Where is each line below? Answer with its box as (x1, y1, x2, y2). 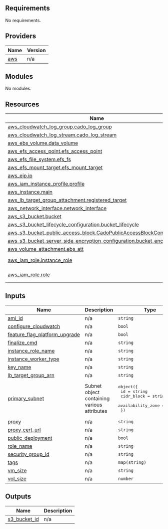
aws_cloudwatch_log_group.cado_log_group (7, 123, 112, 130)
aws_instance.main (7, 189, 52, 196)
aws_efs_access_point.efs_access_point (7, 148, 102, 155)
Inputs (5, 291, 26, 300)
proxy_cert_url (7, 426, 41, 433)
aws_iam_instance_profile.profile (7, 181, 85, 188)
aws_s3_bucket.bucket (7, 213, 61, 220)
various (84, 401, 102, 408)
